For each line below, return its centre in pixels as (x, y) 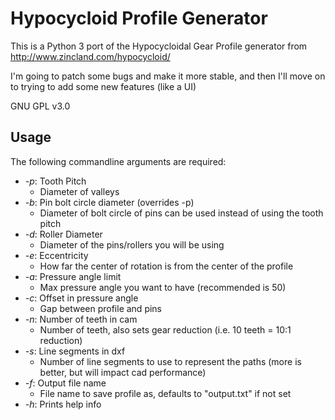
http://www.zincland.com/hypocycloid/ (90, 56)
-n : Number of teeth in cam (81, 319)
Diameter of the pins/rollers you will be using (132, 244)
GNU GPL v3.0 (40, 106)
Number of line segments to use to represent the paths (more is (170, 361)
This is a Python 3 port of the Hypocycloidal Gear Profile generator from (159, 46)
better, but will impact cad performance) (123, 372)
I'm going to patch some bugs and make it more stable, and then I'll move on (168, 76)
